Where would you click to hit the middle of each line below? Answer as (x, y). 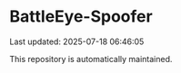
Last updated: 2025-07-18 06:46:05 (77, 41)
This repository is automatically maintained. (91, 59)
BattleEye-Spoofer (81, 17)
